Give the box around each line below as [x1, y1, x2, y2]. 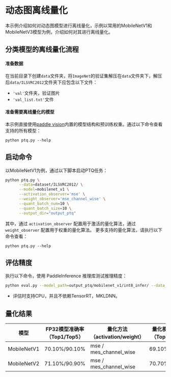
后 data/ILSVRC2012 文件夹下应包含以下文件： [5, 79, 98, 85]
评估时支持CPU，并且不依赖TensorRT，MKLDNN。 [12, 293, 121, 299]
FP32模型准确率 [45, 326, 84, 333]
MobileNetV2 [8, 360, 40, 367]
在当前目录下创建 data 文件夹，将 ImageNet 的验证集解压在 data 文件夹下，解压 [5, 72, 162, 79]
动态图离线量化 [5, 5, 68, 16]
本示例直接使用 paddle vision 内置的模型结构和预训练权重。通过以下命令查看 [5, 121, 163, 127]
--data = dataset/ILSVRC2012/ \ [18, 182, 83, 187]
